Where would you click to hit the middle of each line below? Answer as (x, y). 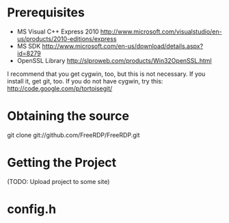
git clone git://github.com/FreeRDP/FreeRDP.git (73, 135)
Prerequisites (46, 13)
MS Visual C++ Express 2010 (58, 31)
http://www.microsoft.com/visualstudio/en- (161, 31)
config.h (32, 209)
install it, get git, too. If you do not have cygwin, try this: (85, 81)
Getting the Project (62, 163)
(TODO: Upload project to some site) (58, 181)
